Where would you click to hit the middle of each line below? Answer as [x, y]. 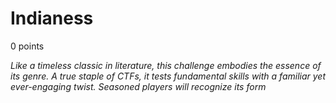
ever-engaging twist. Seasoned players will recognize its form [138, 86]
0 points [27, 46]
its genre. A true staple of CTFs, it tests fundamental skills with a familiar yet [168, 76]
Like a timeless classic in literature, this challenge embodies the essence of [166, 65]
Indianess [52, 18]
